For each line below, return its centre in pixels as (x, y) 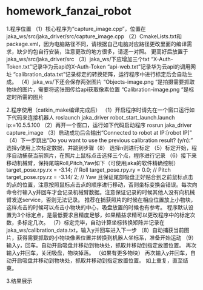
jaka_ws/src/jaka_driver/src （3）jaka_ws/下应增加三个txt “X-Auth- (90, 59)
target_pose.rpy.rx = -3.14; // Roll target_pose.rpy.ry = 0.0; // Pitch (88, 170)
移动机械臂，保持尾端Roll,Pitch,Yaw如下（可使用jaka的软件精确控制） (93, 163)
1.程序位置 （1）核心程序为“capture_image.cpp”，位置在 (76, 29)
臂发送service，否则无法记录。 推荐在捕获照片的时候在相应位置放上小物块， (101, 200)
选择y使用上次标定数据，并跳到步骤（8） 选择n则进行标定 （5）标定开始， (99, 147)
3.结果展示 (19, 281)
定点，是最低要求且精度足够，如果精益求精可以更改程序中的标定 (110, 215)
